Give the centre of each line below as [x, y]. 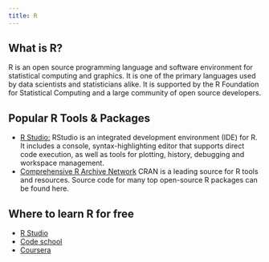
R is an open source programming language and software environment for [130, 67]
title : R [23, 16]
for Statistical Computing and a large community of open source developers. [135, 93]
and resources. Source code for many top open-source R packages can [139, 180]
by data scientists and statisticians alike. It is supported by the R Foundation [134, 84]
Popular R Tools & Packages [79, 118]
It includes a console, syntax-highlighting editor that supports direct [132, 146]
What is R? [35, 48]
